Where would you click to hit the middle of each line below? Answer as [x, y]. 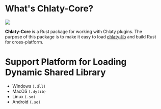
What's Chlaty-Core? [49, 9]
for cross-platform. [24, 42]
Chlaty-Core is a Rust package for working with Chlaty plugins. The [74, 31]
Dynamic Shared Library [55, 73]
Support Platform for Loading [66, 62]
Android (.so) [26, 102]
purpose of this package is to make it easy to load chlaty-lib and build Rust [80, 36]
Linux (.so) [24, 96]
